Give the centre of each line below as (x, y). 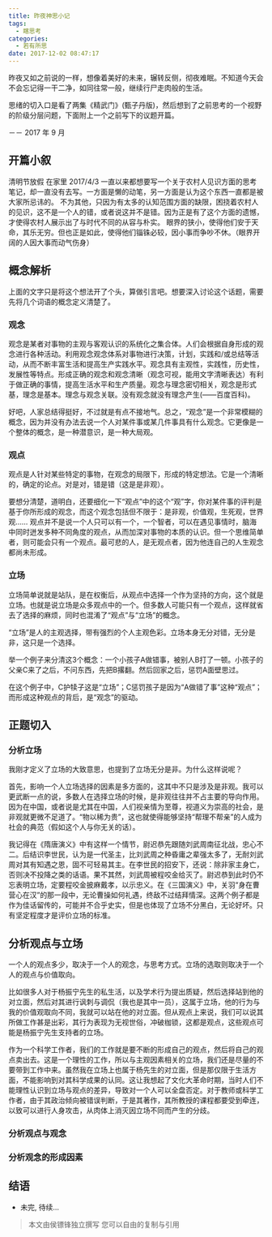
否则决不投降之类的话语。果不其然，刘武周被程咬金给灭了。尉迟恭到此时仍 (132, 875)
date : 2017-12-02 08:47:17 (54, 54)
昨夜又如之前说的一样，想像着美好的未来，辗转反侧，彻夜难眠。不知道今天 (132, 77)
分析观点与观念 (38, 1133)
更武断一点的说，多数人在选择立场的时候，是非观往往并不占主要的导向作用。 (136, 797)
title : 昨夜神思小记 (39, 16)
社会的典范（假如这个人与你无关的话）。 (74, 827)
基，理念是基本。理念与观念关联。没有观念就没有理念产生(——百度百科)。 (132, 394)
